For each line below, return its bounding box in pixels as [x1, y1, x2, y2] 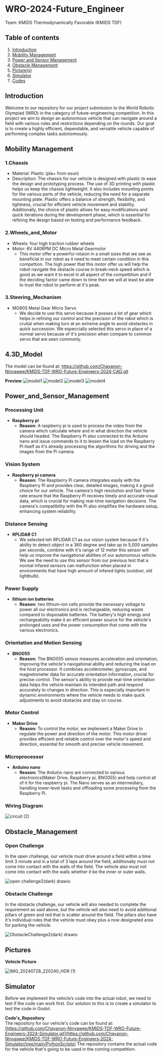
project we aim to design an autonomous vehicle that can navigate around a [5, 115, 157, 121]
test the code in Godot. [5, 1006, 51, 1012]
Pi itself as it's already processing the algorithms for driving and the [19, 444, 155, 450]
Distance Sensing [5, 520, 48, 527]
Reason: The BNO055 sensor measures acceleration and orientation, [19, 656, 158, 662]
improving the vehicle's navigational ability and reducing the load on [19, 661, 156, 666]
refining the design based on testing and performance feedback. [12, 217, 142, 223]
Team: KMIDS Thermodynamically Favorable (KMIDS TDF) [5, 20, 122, 25]
